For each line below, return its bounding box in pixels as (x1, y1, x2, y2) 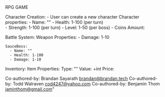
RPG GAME (5, 4, 28, 10)
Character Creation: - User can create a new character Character (5, 14, 139, 19)
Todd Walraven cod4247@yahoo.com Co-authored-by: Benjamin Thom (12, 81, 160, 86)
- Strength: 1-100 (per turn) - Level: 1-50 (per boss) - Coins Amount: (5, 24, 145, 30)
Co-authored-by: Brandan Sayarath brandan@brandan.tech (5, 75, 128, 81)
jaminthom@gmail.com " (5, 86, 54, 92)
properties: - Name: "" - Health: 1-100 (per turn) (5, 19, 103, 25)
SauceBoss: (5, 44, 28, 49)
